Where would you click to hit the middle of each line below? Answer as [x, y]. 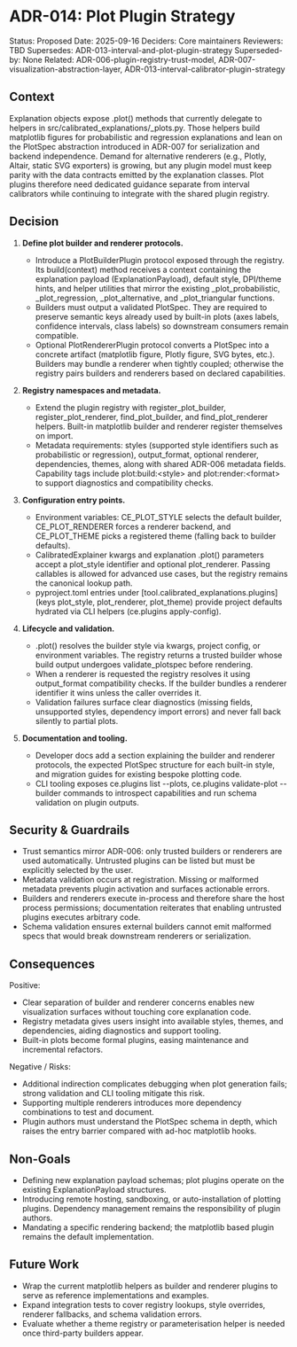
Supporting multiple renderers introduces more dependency [132, 1103]
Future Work [44, 1265]
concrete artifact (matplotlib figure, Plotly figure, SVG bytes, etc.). [155, 354]
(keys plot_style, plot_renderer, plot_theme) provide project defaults [159, 602]
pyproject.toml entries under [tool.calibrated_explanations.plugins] [156, 592]
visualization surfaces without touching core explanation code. [137, 1012]
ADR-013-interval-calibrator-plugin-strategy [205, 69]
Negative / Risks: [40, 1067]
